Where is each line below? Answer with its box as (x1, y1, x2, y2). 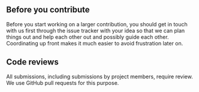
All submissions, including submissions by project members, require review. (6, 73, 193, 80)
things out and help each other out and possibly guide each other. (6, 33, 169, 41)
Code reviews (6, 57, 59, 68)
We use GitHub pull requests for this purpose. (6, 79, 119, 86)
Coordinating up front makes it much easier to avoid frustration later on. (6, 39, 183, 47)
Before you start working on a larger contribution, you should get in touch (6, 20, 188, 27)
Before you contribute (6, 5, 90, 15)
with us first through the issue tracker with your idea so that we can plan (6, 27, 185, 34)
